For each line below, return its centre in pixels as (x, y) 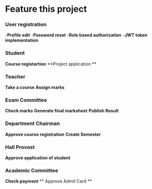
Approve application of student (38, 157)
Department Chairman (33, 124)
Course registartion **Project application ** (51, 64)
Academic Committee (32, 170)
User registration (26, 25)
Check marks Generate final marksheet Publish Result (62, 111)
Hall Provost (20, 147)
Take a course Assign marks (35, 88)
